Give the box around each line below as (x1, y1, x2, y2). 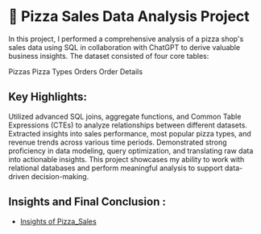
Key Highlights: (8, 90, 87, 104)
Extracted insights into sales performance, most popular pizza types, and (8, 128, 251, 138)
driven (8, 171, 30, 181)
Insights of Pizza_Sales (19, 216, 97, 226)
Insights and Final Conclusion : (8, 195, 167, 209)
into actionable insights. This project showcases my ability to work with (8, 154, 245, 164)
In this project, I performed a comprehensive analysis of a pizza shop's (8, 34, 244, 44)
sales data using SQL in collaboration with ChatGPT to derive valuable (8, 42, 240, 52)
